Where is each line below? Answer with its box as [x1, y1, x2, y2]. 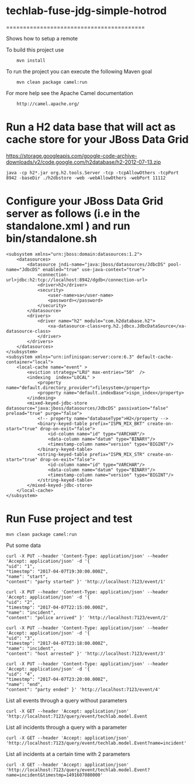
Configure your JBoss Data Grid [6, 195, 164, 208]
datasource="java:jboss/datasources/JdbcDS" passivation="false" [6, 405, 168, 411]
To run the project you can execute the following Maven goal [6, 67, 152, 75]
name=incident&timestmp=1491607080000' [6, 772, 103, 778]
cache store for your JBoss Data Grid [6, 133, 189, 146]
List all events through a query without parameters [6, 697, 127, 704]
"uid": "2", [6, 599, 35, 605]
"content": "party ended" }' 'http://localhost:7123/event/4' [6, 687, 161, 692]
